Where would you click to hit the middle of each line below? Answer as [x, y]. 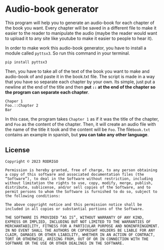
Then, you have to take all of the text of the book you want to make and [77, 71]
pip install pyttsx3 [26, 62]
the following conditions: [33, 196]
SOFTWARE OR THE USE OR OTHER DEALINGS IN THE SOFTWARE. [65, 243]
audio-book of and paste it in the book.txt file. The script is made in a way [80, 76]
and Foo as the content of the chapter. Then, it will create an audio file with [81, 124]
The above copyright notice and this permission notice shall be [73, 204]
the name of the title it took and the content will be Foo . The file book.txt [78, 129]
